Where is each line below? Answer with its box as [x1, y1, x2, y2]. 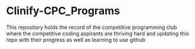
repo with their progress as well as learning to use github [6, 36, 146, 43]
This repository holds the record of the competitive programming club [6, 24, 177, 31]
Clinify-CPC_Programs [6, 4, 120, 18]
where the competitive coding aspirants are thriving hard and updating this [6, 30, 189, 37]
